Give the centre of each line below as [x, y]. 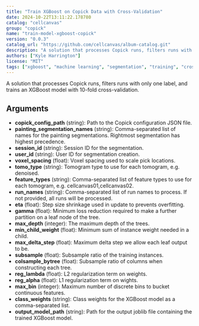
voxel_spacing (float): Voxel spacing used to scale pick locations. [95, 161]
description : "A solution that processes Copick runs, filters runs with [99, 50]
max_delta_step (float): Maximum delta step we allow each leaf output [101, 242]
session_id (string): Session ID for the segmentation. [79, 148]
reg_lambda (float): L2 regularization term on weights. [81, 274]
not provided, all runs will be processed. [63, 199]
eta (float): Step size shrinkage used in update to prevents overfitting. [99, 204]
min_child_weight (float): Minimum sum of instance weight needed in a [102, 230]
